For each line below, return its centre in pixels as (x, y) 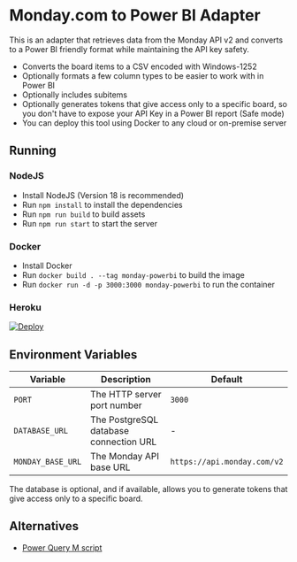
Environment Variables (73, 354)
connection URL (123, 442)
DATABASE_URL (41, 431)
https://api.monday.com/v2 (227, 462)
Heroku (25, 307)
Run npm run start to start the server (90, 223)
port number (116, 405)
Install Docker (47, 266)
